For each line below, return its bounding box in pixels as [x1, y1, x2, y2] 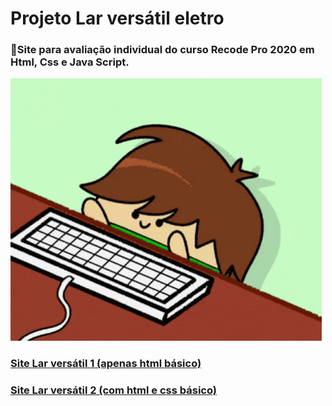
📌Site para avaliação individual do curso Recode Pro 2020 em [10, 43, 315, 57]
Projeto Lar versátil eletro [10, 7, 225, 30]
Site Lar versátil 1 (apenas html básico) [10, 357, 202, 371]
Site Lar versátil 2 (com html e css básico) [10, 383, 217, 397]
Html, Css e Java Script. [10, 55, 130, 69]
